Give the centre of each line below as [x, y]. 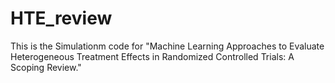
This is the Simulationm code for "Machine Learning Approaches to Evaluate [167, 46]
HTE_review [61, 18]
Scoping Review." [46, 67]
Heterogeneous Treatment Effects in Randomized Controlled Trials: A [152, 56]
